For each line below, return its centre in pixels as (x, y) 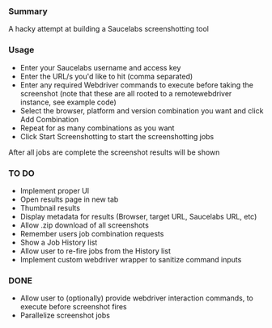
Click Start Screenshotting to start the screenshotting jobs (117, 136)
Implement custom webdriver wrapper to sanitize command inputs (131, 259)
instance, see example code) (68, 102)
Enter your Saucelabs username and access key (100, 67)
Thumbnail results (50, 207)
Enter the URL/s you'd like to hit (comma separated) (106, 76)
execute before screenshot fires (73, 307)
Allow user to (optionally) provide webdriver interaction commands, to (136, 298)
